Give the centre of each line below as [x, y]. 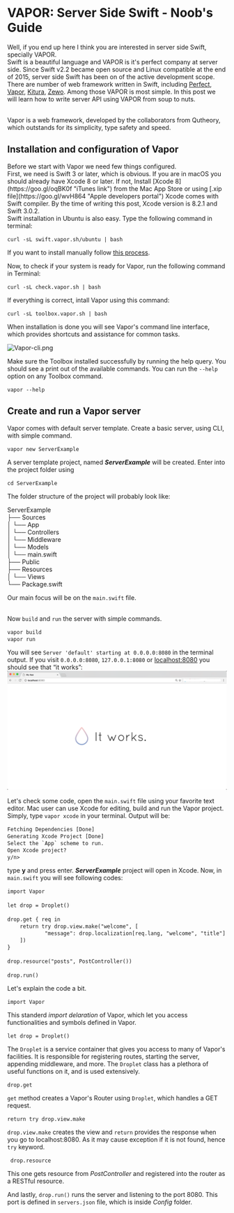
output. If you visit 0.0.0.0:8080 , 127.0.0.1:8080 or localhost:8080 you [109, 659]
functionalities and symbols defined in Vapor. [72, 1023]
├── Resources [30, 569]
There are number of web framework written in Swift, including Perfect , [110, 84]
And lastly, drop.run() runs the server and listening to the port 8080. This [112, 1195]
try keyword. [26, 1147]
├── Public [24, 561]
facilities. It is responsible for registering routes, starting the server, [103, 1056]
